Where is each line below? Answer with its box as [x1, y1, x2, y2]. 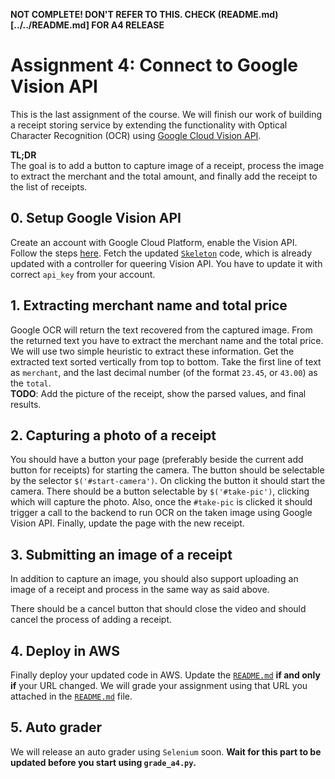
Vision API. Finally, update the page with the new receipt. [10, 517, 245, 529]
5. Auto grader [10, 719, 103, 736]
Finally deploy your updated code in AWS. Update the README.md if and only [10, 669, 321, 681]
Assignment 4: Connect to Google [10, 54, 299, 77]
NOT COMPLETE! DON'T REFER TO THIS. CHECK [10, 9, 217, 20]
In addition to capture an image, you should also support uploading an [10, 573, 299, 585]
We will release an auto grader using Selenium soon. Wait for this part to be [10, 745, 322, 758]
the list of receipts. [10, 180, 88, 193]
